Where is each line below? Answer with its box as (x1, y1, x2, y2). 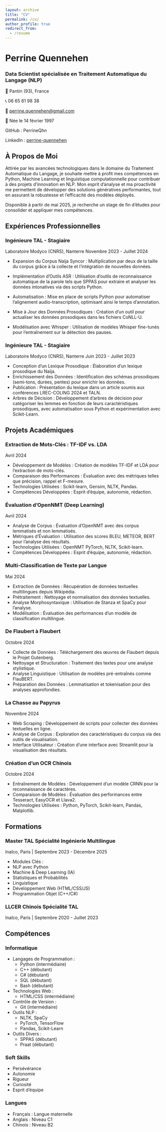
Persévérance (12, 1066, 42, 1072)
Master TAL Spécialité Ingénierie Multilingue (5, 837, 116, 844)
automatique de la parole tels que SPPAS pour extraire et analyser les (12, 278, 156, 285)
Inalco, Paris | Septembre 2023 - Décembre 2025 (5, 849, 107, 855)
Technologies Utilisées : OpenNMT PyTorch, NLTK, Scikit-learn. (12, 544, 144, 550)
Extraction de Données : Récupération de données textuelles (12, 583, 138, 589)
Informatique (5, 944, 38, 951)
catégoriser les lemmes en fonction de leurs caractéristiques (12, 401, 138, 407)
